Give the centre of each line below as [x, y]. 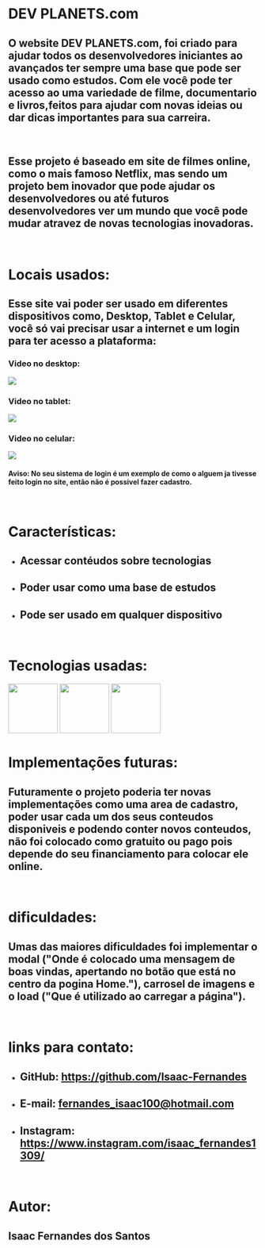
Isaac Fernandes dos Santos [79, 1236]
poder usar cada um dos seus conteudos [111, 817]
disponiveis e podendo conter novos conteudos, [130, 829]
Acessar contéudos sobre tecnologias [115, 561]
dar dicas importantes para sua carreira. [110, 117]
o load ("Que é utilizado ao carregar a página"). [127, 996]
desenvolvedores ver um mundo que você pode [128, 211]
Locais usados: [59, 275]
